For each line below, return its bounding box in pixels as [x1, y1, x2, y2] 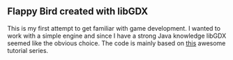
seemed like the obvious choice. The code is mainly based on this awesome [7, 38, 226, 47]
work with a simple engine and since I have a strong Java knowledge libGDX [7, 31, 227, 40]
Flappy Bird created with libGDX [7, 6, 149, 17]
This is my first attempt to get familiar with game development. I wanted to [7, 24, 221, 32]
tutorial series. [7, 46, 49, 54]
